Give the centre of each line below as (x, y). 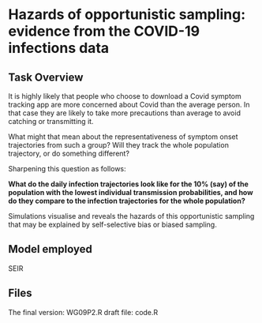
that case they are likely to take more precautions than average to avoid (124, 113)
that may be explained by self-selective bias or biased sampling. (112, 224)
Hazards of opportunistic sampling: (127, 15)
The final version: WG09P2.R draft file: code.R (83, 312)
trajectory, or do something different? (69, 153)
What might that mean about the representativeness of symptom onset (123, 137)
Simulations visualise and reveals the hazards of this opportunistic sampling (131, 216)
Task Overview (46, 77)
